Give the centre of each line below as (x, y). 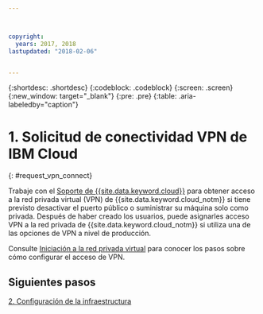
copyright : (26, 37)
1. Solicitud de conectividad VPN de (128, 137)
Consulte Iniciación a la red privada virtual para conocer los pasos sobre (127, 249)
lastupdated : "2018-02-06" (53, 51)
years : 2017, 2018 (46, 44)
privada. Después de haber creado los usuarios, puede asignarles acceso (129, 216)
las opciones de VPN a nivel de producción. (80, 233)
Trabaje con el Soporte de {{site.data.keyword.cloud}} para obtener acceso (132, 191)
